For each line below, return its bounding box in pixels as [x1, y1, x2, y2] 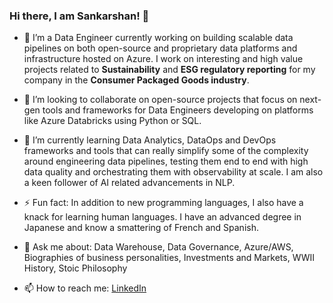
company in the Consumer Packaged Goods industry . [23, 74, 250, 86]
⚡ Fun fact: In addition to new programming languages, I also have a [23, 197, 304, 209]
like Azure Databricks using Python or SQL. [23, 115, 202, 127]
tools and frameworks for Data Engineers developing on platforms [42, 104, 314, 116]
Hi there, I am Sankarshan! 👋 [9, 9, 150, 23]
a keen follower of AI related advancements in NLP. [23, 177, 236, 189]
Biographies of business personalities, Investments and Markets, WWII [23, 252, 316, 264]
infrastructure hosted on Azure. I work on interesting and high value [23, 53, 304, 65]
